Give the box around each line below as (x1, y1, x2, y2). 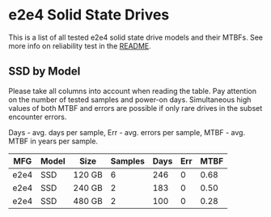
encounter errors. (8, 112, 67, 121)
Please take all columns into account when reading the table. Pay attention (8, 86, 257, 96)
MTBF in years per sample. (8, 136, 99, 146)
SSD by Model (8, 65, 81, 79)
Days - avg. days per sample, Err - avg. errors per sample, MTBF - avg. (8, 127, 245, 137)
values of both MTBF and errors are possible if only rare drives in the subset (8, 103, 263, 113)
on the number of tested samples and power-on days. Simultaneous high (8, 95, 252, 104)
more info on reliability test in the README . (8, 40, 151, 50)
